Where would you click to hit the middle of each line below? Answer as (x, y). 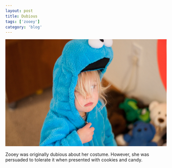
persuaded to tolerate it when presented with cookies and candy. (74, 160)
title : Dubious (21, 16)
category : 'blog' (24, 27)
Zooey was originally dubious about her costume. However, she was (77, 154)
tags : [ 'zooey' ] (23, 21)
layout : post (19, 11)
